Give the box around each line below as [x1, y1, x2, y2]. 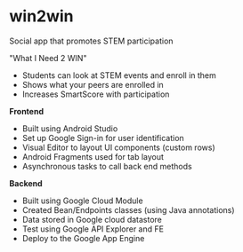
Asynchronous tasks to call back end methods [21, 161, 193, 171]
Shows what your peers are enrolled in [21, 79, 165, 90]
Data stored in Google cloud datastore [21, 214, 162, 224]
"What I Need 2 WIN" [9, 52, 87, 63]
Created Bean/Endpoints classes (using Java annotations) [21, 204, 235, 215]
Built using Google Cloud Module [21, 195, 144, 206]
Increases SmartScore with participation [21, 89, 170, 99]
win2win [9, 6, 74, 27]
